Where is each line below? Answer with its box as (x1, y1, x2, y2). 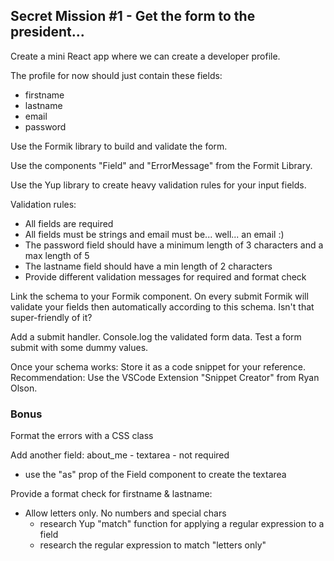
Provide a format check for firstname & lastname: (10, 488, 213, 500)
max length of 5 (24, 249, 90, 261)
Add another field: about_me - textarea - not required (10, 449, 230, 461)
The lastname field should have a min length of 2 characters (24, 260, 273, 272)
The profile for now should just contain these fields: (10, 69, 223, 81)
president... (10, 24, 85, 41)
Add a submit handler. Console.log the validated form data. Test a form (10, 330, 302, 343)
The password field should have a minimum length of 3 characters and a (24, 239, 324, 251)
